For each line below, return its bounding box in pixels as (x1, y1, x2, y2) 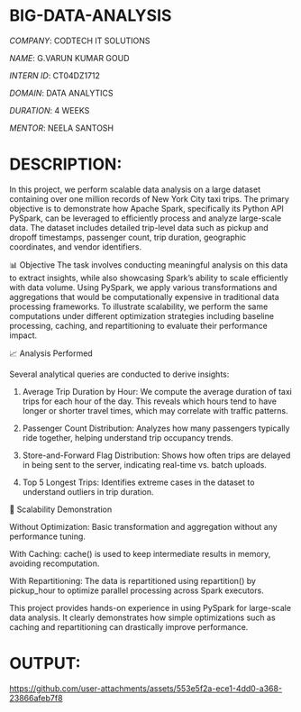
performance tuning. (9, 531, 86, 542)
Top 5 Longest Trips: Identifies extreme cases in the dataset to (22, 477, 255, 488)
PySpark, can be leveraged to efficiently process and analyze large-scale (9, 213, 282, 224)
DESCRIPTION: (9, 154, 123, 175)
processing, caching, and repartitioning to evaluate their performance (9, 320, 268, 331)
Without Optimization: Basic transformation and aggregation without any (9, 521, 278, 532)
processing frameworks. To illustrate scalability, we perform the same (9, 301, 269, 312)
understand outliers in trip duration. (22, 486, 154, 497)
